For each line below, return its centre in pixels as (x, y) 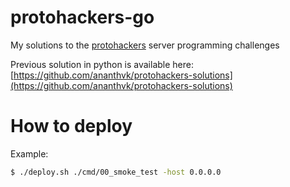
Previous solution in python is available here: (102, 64)
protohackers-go (82, 17)
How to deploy (71, 126)
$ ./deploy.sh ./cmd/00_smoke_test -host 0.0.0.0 (116, 172)
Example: (29, 153)
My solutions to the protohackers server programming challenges (145, 45)
